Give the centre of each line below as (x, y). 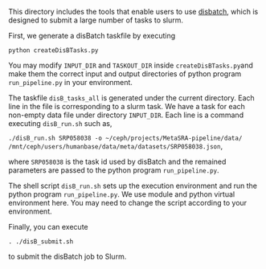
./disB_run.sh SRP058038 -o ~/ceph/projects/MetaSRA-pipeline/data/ (125, 138)
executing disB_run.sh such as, (60, 123)
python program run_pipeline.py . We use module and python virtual (122, 194)
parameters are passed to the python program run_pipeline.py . (114, 170)
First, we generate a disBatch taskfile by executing (92, 36)
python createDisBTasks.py (53, 51)
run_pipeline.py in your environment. (70, 82)
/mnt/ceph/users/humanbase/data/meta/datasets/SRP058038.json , (116, 146)
